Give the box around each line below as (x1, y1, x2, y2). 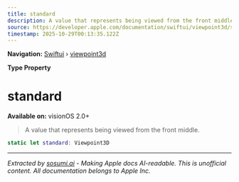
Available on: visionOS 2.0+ (7, 112, 90, 121)
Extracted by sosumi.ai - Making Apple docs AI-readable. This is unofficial (7, 159, 226, 168)
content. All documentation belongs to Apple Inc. (7, 166, 151, 175)
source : (7, 23, 31, 31)
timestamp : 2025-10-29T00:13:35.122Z (7, 30, 119, 38)
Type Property (7, 63, 51, 72)
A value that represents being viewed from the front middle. (24, 126, 201, 134)
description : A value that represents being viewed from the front (7, 17, 212, 24)
